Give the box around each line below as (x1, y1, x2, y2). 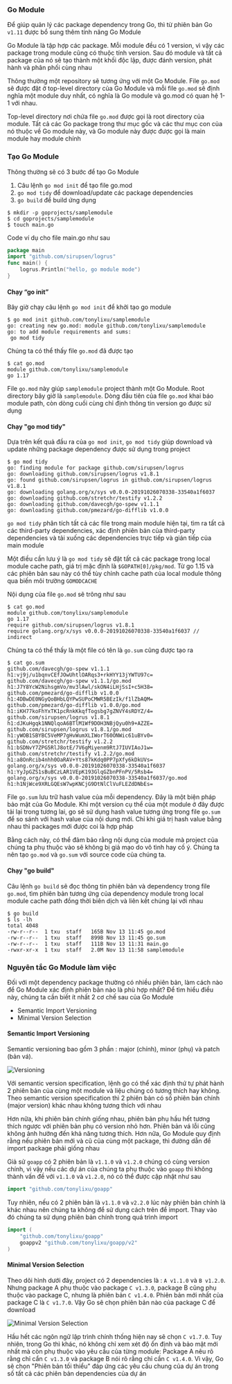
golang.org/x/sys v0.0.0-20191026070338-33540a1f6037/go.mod (7, 775, 188, 782)
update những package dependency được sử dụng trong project (7, 445, 190, 453)
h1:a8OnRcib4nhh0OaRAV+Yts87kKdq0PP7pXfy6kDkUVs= (7, 757, 154, 764)
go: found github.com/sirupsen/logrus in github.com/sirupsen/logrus (7, 477, 213, 484)
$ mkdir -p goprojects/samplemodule (7, 209, 113, 216)
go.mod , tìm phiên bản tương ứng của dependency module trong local (7, 889, 204, 897)
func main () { (7, 260, 48, 267)
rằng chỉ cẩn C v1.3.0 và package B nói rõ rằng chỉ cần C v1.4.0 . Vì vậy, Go (7, 1354, 224, 1363)
